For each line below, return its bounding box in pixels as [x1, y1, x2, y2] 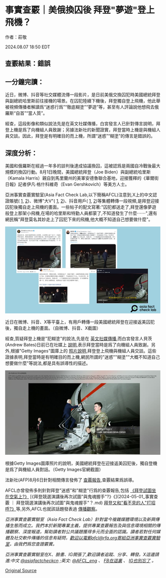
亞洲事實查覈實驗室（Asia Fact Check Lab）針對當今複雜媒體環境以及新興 [5, 516, 156, 522]
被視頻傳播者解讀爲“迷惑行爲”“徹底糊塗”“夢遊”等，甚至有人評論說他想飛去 [5, 104, 155, 110]
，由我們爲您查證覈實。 [9, 541, 57, 547]
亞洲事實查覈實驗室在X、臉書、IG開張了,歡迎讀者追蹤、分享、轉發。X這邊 [5, 551, 155, 557]
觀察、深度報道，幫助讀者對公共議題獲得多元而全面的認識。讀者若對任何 [9, 529, 156, 535]
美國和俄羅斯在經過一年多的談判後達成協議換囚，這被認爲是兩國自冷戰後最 [5, 163, 156, 169]
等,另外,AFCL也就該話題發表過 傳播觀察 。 [16, 506, 100, 512]
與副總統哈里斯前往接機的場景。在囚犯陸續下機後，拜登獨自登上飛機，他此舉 [5, 98, 161, 104]
